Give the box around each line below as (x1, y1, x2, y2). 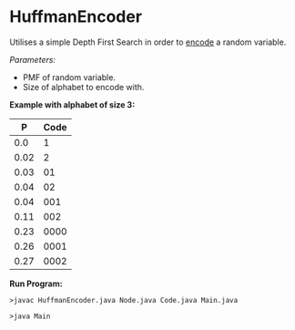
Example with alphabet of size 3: (9, 98, 136, 110)
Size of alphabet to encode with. (22, 81, 145, 92)
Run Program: (9, 278, 63, 289)
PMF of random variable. (22, 71, 117, 83)
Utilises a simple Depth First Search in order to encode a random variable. (9, 36, 287, 47)
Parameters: (9, 54, 56, 65)
